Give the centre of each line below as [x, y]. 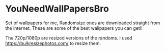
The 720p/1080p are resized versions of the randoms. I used [69, 38]
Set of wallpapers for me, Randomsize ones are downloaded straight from [83, 23]
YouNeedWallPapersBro [57, 9]
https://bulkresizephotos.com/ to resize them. [53, 43]
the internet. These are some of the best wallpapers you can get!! [74, 28]
